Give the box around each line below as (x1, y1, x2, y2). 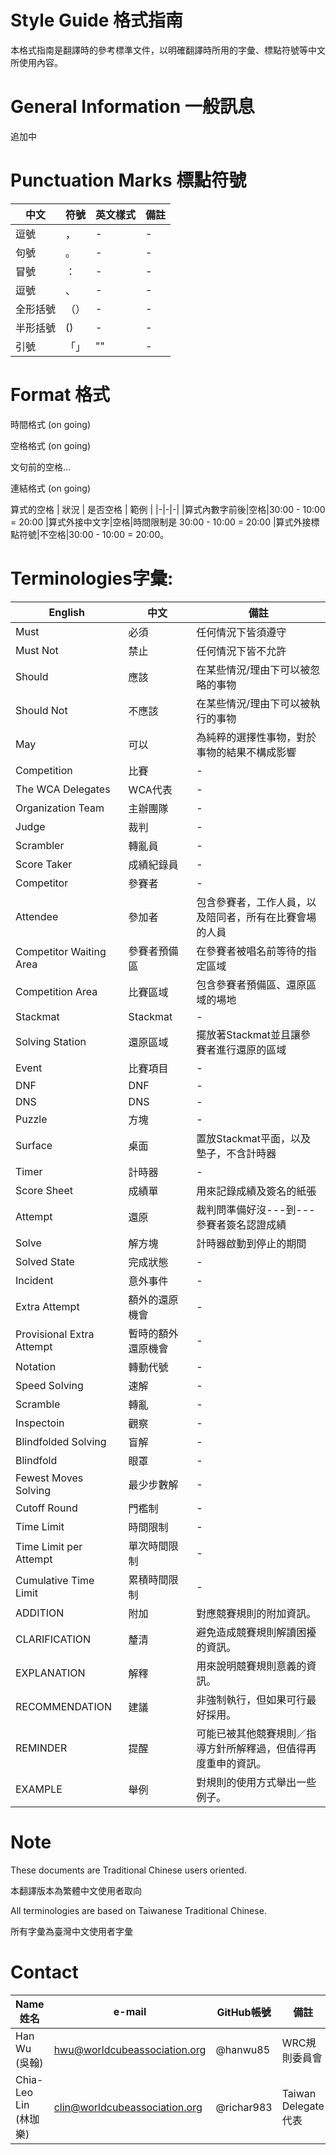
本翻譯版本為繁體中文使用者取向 (10, 1884, 142, 1896)
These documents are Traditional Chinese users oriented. (10, 1864, 247, 1876)
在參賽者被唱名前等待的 (196, 944, 307, 958)
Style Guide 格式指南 (10, 9, 184, 32)
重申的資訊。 (206, 1756, 267, 1770)
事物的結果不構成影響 (196, 745, 297, 759)
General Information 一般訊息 (10, 96, 255, 118)
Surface (15, 1138, 53, 1152)
